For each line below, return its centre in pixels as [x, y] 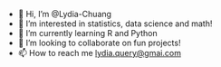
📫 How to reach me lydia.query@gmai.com [99, 53]
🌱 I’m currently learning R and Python [87, 33]
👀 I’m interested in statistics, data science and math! [115, 24]
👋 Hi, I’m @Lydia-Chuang [64, 14]
